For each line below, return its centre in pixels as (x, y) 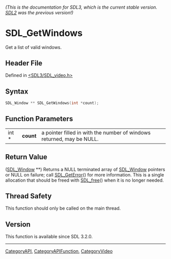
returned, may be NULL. (70, 139)
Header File (24, 63)
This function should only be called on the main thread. (63, 208)
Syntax (17, 91)
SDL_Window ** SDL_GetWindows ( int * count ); (52, 103)
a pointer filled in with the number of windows (96, 132)
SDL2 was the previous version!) (39, 12)
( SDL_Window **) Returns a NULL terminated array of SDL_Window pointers (85, 169)
